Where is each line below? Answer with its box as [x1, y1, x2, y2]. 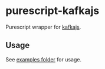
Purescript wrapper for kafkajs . [5, 23, 81, 30]
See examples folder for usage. [5, 56, 82, 63]
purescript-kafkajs [5, 4, 100, 18]
